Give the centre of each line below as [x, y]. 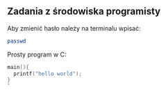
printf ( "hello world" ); [48, 74]
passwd [17, 41]
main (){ [18, 67]
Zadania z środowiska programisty [84, 11]
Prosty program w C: [37, 54]
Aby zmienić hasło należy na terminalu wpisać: [74, 28]
